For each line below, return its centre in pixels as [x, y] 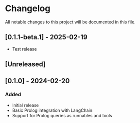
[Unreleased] [26, 64]
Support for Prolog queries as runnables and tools [62, 115]
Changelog [28, 9]
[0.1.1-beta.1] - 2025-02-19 [46, 37]
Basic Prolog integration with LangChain [52, 110]
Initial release [25, 105]
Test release [25, 49]
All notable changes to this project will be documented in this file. [70, 22]
